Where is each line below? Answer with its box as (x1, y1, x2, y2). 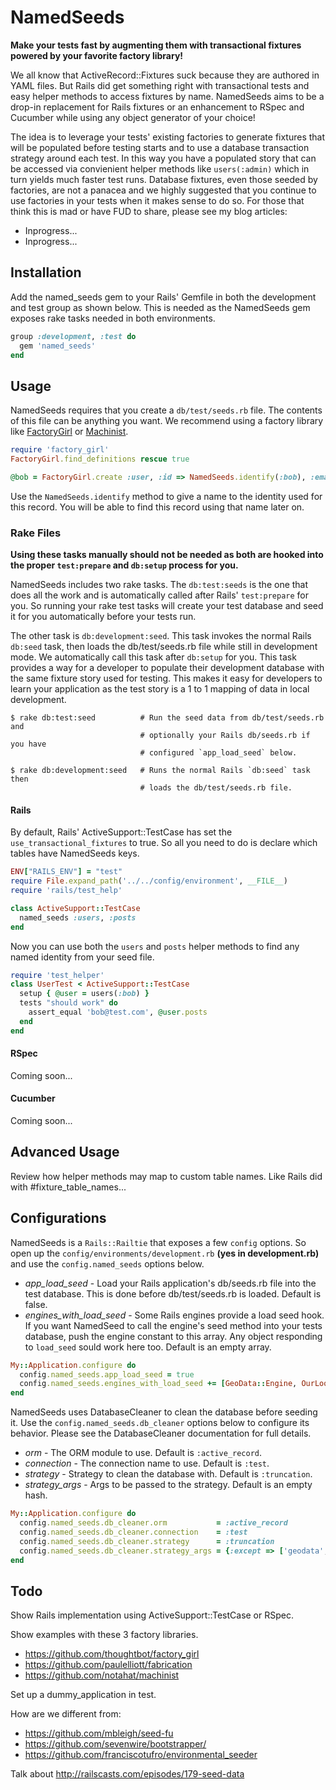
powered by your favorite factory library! (10, 49, 184, 61)
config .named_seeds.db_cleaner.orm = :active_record (19, 1518, 288, 1528)
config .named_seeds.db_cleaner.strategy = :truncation (19, 1536, 275, 1546)
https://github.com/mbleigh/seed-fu (24, 1727, 174, 1740)
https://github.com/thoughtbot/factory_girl (24, 1648, 200, 1660)
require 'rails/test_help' (10, 886, 123, 896)
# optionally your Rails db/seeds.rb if (139, 731, 311, 741)
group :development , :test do (10, 331, 137, 341)
